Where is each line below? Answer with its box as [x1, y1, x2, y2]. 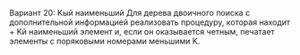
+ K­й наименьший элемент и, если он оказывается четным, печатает [9, 27, 275, 36]
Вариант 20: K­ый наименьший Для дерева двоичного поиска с [9, 8, 251, 18]
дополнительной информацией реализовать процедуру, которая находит [9, 17, 291, 27]
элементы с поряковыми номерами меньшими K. [9, 35, 201, 46]
